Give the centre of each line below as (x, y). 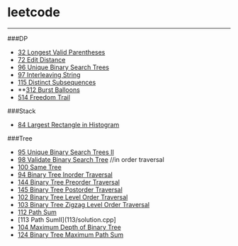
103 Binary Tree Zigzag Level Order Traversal (84, 204)
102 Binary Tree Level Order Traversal (73, 197)
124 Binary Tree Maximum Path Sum (70, 235)
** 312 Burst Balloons (49, 90)
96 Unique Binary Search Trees (63, 67)
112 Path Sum (37, 212)
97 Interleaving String (49, 74)
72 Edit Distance (41, 59)
